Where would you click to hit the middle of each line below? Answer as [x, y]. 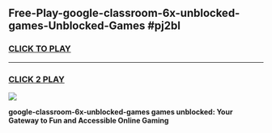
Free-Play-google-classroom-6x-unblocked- [124, 13]
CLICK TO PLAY [40, 49]
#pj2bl [164, 26]
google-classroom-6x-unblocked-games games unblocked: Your [121, 111]
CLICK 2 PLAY [36, 79]
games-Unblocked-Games [77, 26]
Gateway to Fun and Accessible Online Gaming [89, 120]
